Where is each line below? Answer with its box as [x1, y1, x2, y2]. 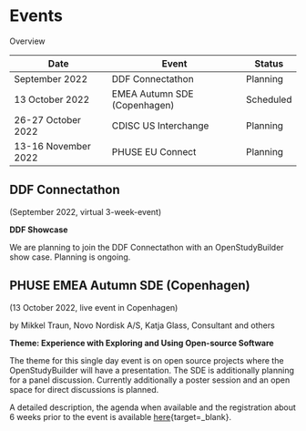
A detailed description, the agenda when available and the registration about [9, 402, 296, 413]
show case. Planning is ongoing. [9, 251, 131, 262]
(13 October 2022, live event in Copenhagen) [9, 302, 178, 313]
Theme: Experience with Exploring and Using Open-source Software [9, 337, 275, 348]
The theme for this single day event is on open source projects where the [9, 354, 284, 365]
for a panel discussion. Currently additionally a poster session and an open [9, 375, 291, 385]
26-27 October [14, 113, 82, 126]
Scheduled [245, 93, 292, 106]
